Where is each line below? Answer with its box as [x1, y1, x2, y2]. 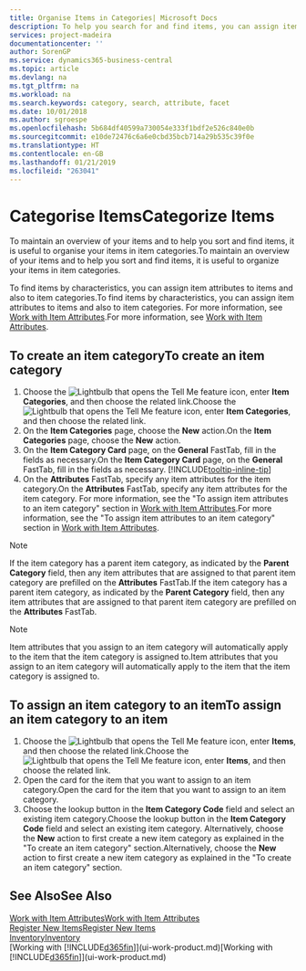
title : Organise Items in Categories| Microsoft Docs [9, 13, 219, 23]
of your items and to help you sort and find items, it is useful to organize [9, 255, 280, 266]
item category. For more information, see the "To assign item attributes [22, 493, 289, 504]
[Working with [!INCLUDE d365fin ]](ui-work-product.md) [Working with [9, 942, 273, 953]
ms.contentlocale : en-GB [9, 149, 104, 158]
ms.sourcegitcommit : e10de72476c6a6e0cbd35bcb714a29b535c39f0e [9, 132, 255, 142]
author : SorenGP [9, 47, 71, 57]
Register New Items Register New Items [9, 922, 157, 933]
